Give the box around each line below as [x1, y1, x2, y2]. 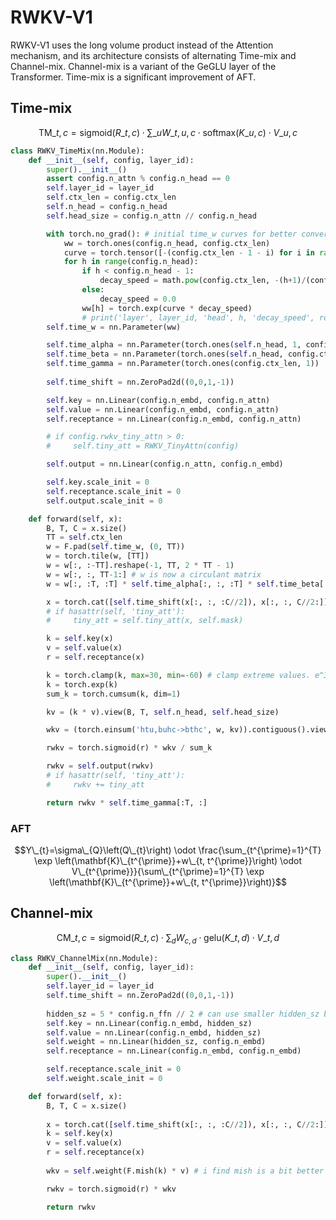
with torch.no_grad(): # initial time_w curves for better [46, 229, 298, 239]
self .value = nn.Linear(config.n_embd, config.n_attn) [46, 404, 280, 415]
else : [81, 285, 105, 295]
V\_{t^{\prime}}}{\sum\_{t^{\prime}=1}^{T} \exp [71, 865, 265, 877]
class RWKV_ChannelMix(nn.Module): [10, 953, 159, 963]
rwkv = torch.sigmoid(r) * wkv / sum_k [46, 743, 213, 753]
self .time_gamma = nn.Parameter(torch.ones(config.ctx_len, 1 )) [46, 359, 320, 369]
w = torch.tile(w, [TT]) [46, 551, 150, 561]
